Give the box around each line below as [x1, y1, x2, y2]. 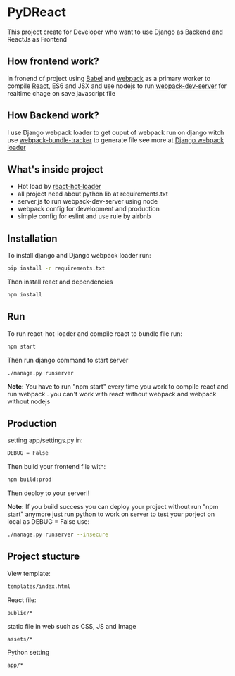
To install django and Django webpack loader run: [7, 251, 151, 260]
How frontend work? [7, 56, 99, 68]
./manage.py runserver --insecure [7, 531, 109, 539]
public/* [7, 609, 33, 616]
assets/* [7, 635, 33, 643]
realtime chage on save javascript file [7, 89, 116, 97]
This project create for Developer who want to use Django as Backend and [7, 27, 224, 36]
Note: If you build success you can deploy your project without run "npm [7, 503, 219, 511]
